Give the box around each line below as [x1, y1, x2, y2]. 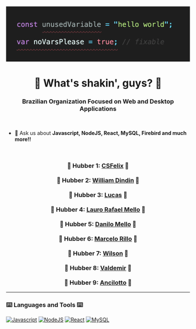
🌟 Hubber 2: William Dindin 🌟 [56, 176, 140, 184]
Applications [79, 105, 117, 113]
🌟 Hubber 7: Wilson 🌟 [67, 249, 129, 257]
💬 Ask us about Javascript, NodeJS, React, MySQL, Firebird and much [14, 129, 187, 136]
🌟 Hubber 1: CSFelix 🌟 [66, 161, 129, 169]
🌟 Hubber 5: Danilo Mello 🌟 [59, 220, 137, 228]
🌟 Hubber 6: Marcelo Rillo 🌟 [58, 234, 138, 243]
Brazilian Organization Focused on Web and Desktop [22, 98, 174, 106]
